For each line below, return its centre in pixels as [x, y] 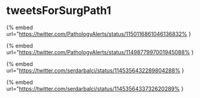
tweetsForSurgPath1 [59, 11]
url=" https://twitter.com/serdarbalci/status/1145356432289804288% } [95, 70]
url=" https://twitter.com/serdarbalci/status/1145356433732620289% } [95, 88]
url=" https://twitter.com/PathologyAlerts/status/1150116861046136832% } [99, 33]
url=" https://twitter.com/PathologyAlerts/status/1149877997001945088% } [100, 52]
